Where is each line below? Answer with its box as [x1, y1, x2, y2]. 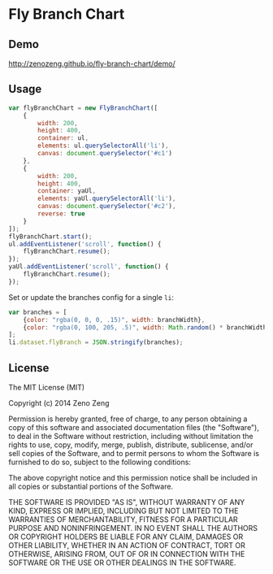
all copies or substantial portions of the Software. [8, 481, 173, 491]
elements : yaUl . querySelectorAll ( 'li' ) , [37, 194, 176, 203]
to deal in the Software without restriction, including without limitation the [8, 432, 253, 441]
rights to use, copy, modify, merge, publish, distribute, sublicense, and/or [8, 440, 253, 450]
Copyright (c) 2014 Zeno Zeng [8, 398, 110, 407]
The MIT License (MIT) [8, 383, 85, 392]
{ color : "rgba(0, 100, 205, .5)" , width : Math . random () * [23, 323, 223, 332]
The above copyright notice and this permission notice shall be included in [8, 473, 258, 482]
